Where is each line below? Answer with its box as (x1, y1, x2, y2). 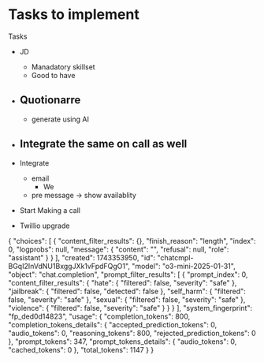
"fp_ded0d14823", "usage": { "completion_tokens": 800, (8, 312, 191, 321)
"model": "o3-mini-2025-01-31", (131, 261, 236, 271)
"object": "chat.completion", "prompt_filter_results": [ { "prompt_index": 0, (8, 270, 248, 279)
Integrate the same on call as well (19, 137, 188, 151)
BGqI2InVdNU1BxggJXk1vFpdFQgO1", (8, 261, 130, 271)
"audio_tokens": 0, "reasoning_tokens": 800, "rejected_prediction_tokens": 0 (8, 328, 256, 338)
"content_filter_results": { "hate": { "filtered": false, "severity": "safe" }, (8, 278, 237, 287)
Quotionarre (19, 93, 81, 107)
